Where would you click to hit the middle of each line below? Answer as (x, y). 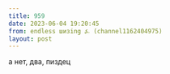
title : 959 (27, 16)
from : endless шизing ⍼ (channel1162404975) (85, 31)
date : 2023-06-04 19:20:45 (54, 24)
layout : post (30, 39)
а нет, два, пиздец (40, 62)
